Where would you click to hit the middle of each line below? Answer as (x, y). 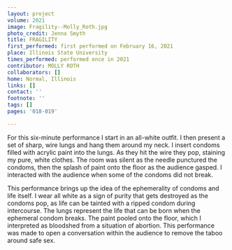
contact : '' (24, 92)
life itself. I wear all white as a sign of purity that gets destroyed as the (108, 195)
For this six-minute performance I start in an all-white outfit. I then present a (116, 137)
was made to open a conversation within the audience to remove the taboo (115, 232)
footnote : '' (26, 99)
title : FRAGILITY (32, 40)
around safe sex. (31, 240)
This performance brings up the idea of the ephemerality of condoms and (113, 188)
